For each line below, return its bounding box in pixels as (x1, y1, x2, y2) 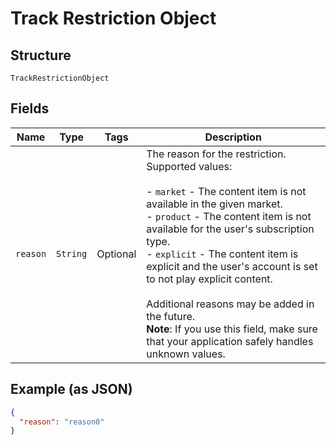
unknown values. (146, 347, 226, 361)
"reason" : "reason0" (19, 417, 105, 427)
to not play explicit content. (146, 272, 273, 286)
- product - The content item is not (146, 209, 312, 223)
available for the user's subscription (146, 222, 315, 236)
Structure (10, 47, 72, 64)
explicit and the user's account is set (146, 259, 318, 273)
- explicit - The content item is (146, 247, 299, 261)
